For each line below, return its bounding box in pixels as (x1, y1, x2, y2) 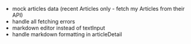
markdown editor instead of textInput (12, 24, 105, 31)
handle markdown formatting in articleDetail (12, 31, 122, 38)
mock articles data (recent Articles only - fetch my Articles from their (12, 5, 185, 12)
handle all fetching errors (12, 18, 75, 25)
